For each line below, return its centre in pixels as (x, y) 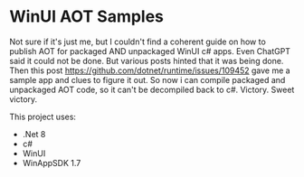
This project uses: (43, 116)
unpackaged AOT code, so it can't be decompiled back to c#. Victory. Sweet (152, 89)
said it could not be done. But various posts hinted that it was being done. (147, 61)
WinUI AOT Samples (87, 17)
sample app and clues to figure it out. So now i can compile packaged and (147, 79)
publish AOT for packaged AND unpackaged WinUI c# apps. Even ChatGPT (150, 51)
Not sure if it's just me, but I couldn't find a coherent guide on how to (138, 42)
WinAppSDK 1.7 (52, 163)
